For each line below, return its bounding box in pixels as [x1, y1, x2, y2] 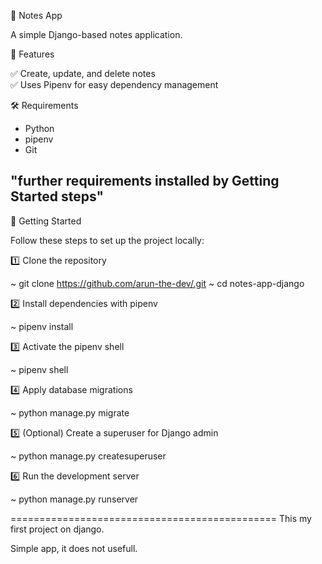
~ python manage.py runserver [10, 493, 139, 505]
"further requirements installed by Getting [10, 173, 280, 190]
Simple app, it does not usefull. [10, 542, 138, 554]
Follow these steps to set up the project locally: [10, 234, 205, 246]
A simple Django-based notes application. [10, 29, 183, 40]
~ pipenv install [10, 320, 74, 332]
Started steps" [10, 188, 105, 205]
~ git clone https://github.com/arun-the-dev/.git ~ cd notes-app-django [10, 277, 305, 289]
